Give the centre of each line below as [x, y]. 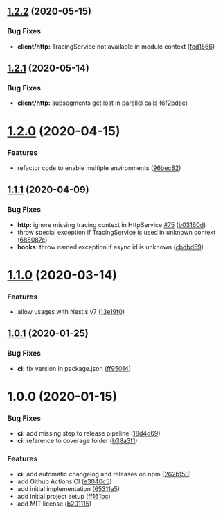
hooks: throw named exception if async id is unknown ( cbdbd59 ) [110, 247]
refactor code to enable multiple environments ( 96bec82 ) [99, 168]
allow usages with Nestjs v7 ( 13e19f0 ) [71, 312]
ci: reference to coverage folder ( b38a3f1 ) [77, 441]
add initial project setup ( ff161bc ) [64, 496]
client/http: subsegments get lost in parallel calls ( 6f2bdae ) [102, 103]
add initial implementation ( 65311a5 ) [68, 488]
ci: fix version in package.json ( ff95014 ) [74, 368]
